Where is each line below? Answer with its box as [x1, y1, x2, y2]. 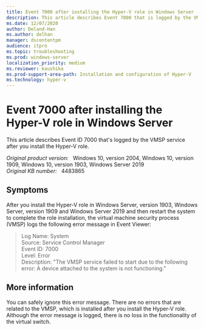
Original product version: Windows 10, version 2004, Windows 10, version [6, 155, 194, 162]
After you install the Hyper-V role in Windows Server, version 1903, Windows [6, 201, 198, 208]
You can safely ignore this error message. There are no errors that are [6, 298, 182, 306]
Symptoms [6, 185, 49, 195]
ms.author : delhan [6, 32, 53, 38]
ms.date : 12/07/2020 [6, 20, 59, 26]
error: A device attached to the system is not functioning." [21, 264, 166, 272]
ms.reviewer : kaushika [6, 65, 64, 72]
